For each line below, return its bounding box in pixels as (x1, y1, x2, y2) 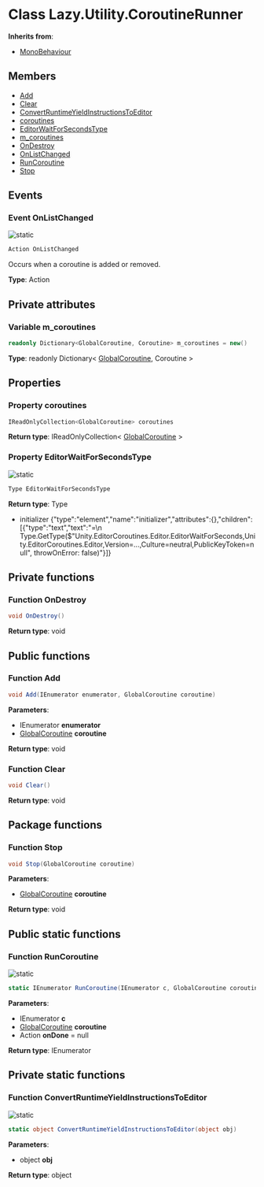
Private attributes (8, 298, 96, 311)
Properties (8, 377, 61, 390)
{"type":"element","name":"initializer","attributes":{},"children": (50, 514, 253, 524)
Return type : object (8, 1170, 72, 1179)
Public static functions (8, 927, 122, 940)
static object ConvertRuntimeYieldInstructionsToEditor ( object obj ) (8, 1125, 237, 1133)
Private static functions (8, 1069, 126, 1082)
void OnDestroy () (8, 612, 65, 620)
